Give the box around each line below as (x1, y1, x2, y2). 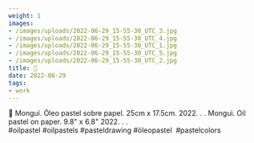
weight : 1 (8, 11, 42, 20)
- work (8, 86, 30, 95)
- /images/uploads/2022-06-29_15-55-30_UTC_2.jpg (8, 57, 178, 65)
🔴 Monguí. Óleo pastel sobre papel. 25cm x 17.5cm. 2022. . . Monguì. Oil (8, 108, 246, 118)
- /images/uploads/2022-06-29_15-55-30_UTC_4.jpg (8, 34, 178, 43)
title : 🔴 (8, 64, 38, 72)
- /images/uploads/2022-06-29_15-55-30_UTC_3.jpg (8, 27, 178, 35)
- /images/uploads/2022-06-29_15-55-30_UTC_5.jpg (8, 49, 178, 57)
